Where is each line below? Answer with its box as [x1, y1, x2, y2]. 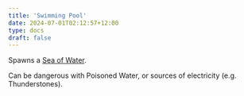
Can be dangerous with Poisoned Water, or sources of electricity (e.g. [8, 71, 237, 80]
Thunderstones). [8, 79, 64, 89]
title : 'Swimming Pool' [8, 11, 87, 20]
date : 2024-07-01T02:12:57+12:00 [8, 19, 119, 27]
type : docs [8, 26, 45, 34]
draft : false [8, 33, 52, 42]
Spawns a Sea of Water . [8, 56, 87, 65]
